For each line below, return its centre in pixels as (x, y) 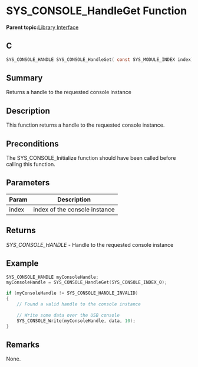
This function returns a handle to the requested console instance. (85, 125)
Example (22, 264)
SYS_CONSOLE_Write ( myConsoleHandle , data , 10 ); (76, 321)
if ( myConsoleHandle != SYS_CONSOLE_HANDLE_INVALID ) (72, 293)
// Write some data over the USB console (68, 315)
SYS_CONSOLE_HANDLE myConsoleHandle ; (52, 277)
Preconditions (32, 144)
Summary (24, 78)
